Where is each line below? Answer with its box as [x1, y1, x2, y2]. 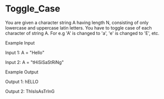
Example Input [5, 39, 35, 45]
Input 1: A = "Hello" [5, 49, 45, 55]
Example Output [5, 68, 39, 75]
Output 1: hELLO [5, 78, 39, 84]
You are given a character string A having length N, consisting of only [5, 19, 149, 25]
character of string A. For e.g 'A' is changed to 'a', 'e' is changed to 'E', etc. [5, 30, 159, 36]
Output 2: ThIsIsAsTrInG [5, 88, 55, 94]
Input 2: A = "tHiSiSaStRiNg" [5, 59, 64, 65]
